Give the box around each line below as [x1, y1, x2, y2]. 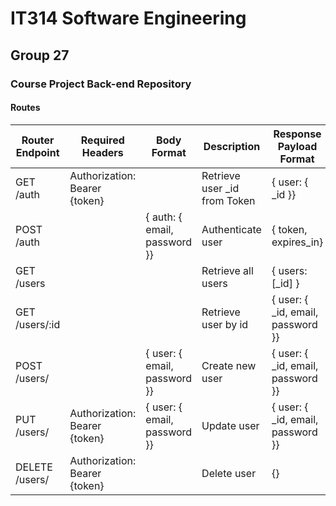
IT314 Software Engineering [10, 7, 247, 30]
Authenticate [201, 222, 262, 236]
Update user [201, 418, 260, 432]
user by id [201, 317, 249, 331]
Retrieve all [201, 263, 254, 277]
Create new [201, 358, 257, 372]
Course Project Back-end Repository [10, 77, 192, 91]
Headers [81, 145, 124, 159]
